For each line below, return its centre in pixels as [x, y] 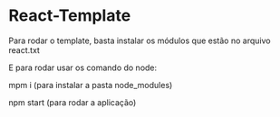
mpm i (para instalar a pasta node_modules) [91, 85]
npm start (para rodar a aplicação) [72, 102]
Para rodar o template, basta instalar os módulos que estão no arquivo [140, 40]
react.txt [24, 49]
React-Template [70, 16]
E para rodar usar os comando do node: [83, 67]
